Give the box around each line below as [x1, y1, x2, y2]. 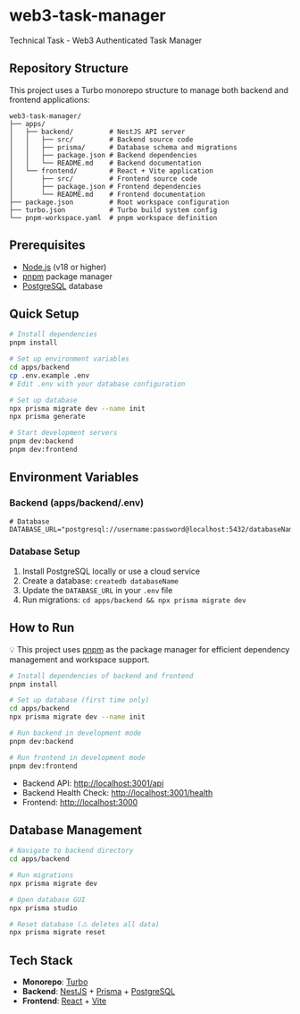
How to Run [9, 620, 75, 635]
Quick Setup [9, 306, 79, 321]
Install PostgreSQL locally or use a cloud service [21, 566, 201, 576]
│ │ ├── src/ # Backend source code [9, 135, 194, 144]
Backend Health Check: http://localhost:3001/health [21, 787, 213, 797]
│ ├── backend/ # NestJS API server [9, 127, 186, 136]
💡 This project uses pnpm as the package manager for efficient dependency [9, 643, 290, 654]
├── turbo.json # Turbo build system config [9, 205, 218, 215]
